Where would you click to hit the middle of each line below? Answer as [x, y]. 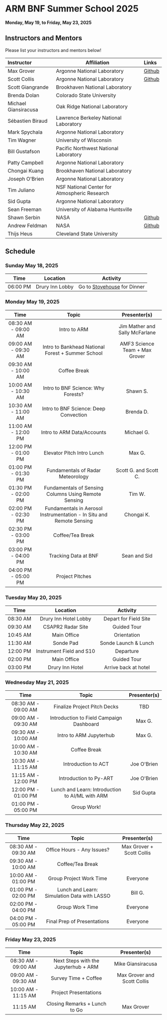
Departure [127, 651]
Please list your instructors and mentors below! [53, 50]
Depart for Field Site [127, 619]
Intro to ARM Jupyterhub [86, 735]
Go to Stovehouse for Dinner [112, 287]
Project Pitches [74, 576]
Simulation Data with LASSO [78, 896]
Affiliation [97, 62]
